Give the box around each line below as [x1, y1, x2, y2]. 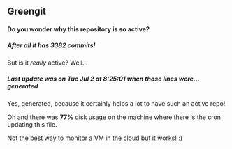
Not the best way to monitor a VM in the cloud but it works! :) [7, 134, 183, 142]
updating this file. [7, 120, 57, 128]
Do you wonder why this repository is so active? [7, 24, 150, 33]
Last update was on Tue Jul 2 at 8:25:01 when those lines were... [7, 74, 200, 83]
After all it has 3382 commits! [7, 41, 96, 49]
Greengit [7, 6, 47, 17]
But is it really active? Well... [7, 58, 88, 67]
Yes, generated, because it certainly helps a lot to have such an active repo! [7, 99, 226, 107]
